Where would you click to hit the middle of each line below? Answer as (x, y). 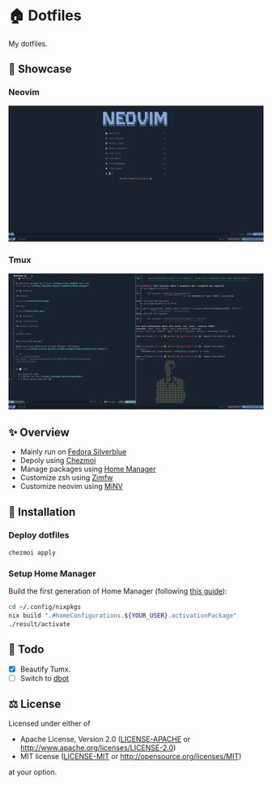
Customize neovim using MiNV (71, 487)
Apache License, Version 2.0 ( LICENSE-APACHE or (105, 740)
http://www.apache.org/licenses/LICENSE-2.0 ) (98, 748)
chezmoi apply (32, 552)
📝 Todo (26, 650)
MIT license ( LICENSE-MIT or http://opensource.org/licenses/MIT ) (131, 757)
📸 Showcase (40, 69)
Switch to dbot (45, 678)
